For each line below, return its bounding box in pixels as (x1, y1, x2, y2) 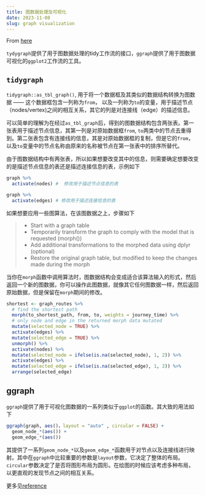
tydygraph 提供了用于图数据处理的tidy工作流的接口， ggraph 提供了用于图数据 (6, 50, 196, 57)
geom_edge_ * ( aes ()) (12, 434, 62, 441)
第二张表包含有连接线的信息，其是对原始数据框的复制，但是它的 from (16, 135, 189, 142)
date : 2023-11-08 (6, 15, 51, 21)
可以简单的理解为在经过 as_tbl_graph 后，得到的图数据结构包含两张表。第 (6, 119, 189, 127)
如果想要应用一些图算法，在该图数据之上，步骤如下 (6, 209, 135, 217)
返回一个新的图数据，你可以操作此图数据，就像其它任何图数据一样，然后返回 (6, 281, 199, 288)
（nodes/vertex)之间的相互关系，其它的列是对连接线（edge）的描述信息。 (6, 106, 193, 114)
